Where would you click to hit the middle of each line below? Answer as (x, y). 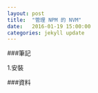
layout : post (26, 13)
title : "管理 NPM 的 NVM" (44, 20)
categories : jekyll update (46, 33)
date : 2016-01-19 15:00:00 (49, 26)
